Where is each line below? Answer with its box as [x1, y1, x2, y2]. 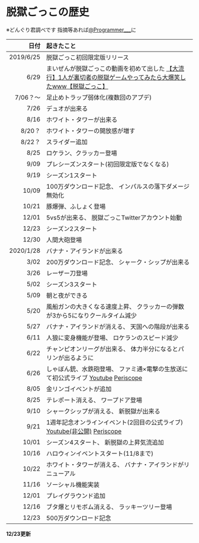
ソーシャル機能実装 [46, 480, 99, 488]
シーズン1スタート [46, 171, 98, 179]
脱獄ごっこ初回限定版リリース [46, 53, 129, 61]
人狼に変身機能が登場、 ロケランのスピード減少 [46, 334, 179, 342]
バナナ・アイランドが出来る [46, 247, 123, 255]
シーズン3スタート [46, 280, 98, 288]
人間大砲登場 [46, 236, 82, 244]
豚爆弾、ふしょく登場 [46, 202, 106, 211]
